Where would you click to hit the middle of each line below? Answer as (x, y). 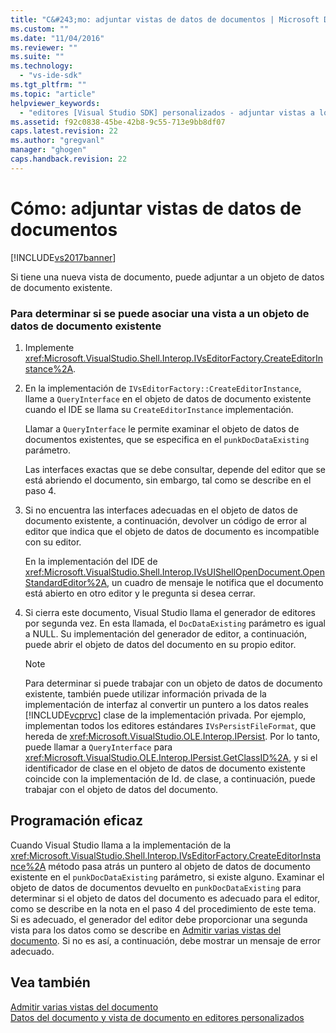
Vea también (50, 982)
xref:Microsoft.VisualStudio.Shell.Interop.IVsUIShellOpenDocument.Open (174, 572)
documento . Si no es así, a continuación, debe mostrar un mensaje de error (165, 940)
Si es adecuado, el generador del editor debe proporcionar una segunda (159, 919)
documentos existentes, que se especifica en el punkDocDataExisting (167, 439)
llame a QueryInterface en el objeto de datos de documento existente (168, 398)
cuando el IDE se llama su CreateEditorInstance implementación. (159, 409)
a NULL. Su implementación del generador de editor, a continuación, (166, 633)
